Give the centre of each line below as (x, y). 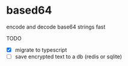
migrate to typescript (41, 50)
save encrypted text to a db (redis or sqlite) (68, 56)
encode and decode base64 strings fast (56, 27)
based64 (29, 10)
